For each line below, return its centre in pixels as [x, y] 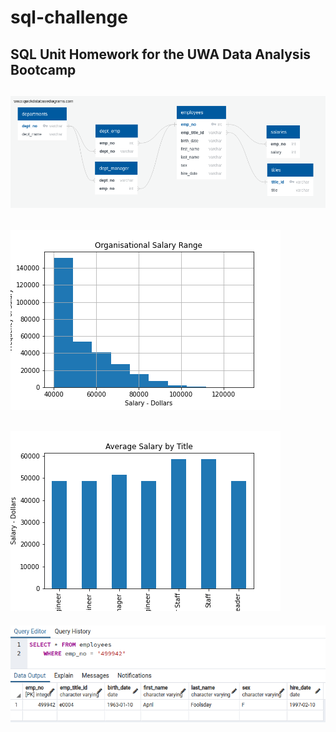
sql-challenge [69, 17]
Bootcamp [43, 69]
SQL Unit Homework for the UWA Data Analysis [161, 54]
